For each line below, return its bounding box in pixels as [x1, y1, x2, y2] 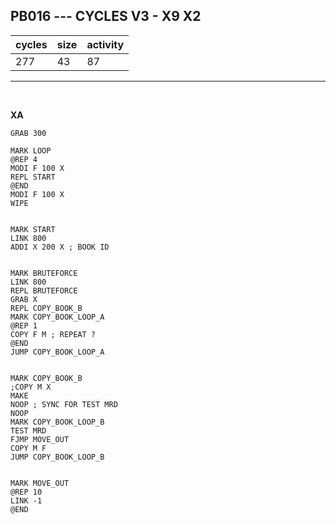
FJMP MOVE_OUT [10, 434, 70, 444]
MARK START [10, 224, 56, 234]
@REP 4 [10, 154, 38, 164]
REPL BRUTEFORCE [10, 285, 78, 296]
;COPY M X [10, 382, 52, 392]
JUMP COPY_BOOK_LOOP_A [10, 347, 105, 357]
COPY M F [10, 443, 47, 453]
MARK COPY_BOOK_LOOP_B [10, 417, 105, 427]
